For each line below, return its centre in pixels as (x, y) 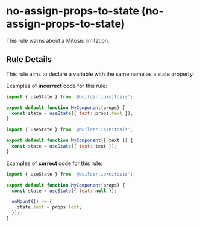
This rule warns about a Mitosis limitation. (58, 40)
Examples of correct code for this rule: (54, 163)
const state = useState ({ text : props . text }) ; (73, 113)
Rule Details (29, 59)
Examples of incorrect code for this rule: (57, 86)
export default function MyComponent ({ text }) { (70, 141)
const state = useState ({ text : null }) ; (64, 191)
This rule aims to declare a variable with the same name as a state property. (100, 74)
